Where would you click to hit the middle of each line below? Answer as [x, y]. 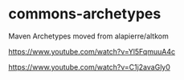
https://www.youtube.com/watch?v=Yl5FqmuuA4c [92, 51]
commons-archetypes [85, 14]
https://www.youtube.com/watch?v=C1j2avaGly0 [90, 67]
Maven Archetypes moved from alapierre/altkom [88, 36]
